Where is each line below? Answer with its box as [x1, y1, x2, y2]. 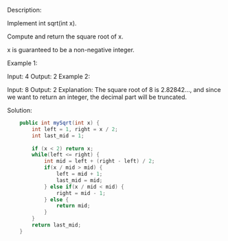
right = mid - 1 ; [56, 190, 106, 196]
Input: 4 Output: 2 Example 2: [7, 72, 91, 80]
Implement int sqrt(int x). [7, 19, 77, 27]
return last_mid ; [32, 222, 81, 229]
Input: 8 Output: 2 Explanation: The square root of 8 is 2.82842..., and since [7, 86, 221, 93]
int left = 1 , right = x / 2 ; [32, 126, 118, 133]
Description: [7, 6, 42, 14]
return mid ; [56, 203, 91, 209]
